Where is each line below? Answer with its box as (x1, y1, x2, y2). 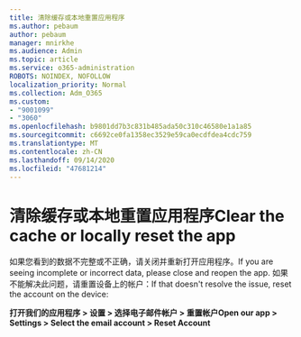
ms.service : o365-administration (9, 64, 135, 73)
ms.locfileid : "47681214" (9, 164, 106, 173)
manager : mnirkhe (9, 38, 75, 48)
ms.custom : (9, 96, 50, 106)
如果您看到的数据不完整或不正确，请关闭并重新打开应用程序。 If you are (9, 256, 274, 267)
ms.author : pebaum (9, 22, 78, 31)
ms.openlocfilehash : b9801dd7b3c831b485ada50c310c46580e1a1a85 (9, 123, 252, 132)
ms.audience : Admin (9, 47, 83, 56)
